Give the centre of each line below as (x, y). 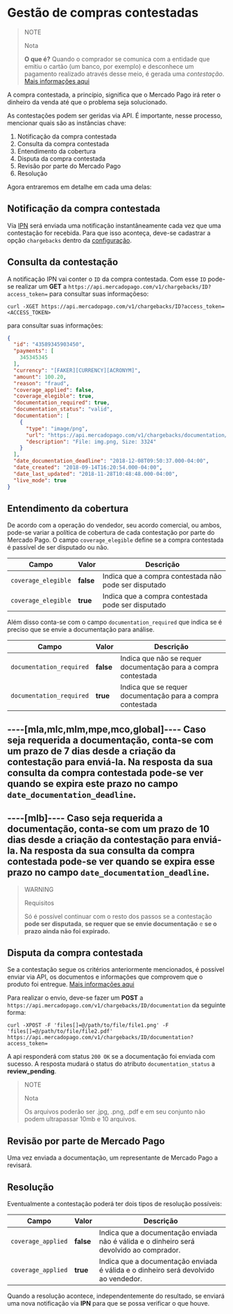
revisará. (20, 1165)
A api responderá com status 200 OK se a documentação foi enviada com (111, 1057)
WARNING (39, 889)
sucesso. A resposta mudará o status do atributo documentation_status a (111, 1064)
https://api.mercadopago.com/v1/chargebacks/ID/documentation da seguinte (116, 1005)
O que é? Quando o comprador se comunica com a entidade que (117, 59)
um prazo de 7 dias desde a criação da (92, 751)
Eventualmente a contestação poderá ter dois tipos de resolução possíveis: (114, 1204)
